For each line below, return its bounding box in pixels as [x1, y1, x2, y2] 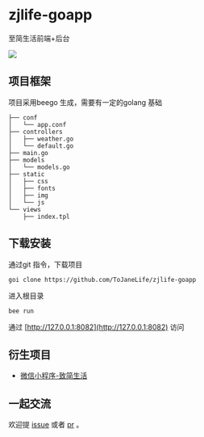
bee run [8, 307, 35, 315]
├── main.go [8, 149, 48, 157]
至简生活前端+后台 [8, 33, 70, 43]
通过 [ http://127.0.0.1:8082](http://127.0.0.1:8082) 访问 [8, 321, 185, 332]
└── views [8, 205, 42, 213]
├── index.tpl [23, 212, 70, 221]
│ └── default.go [8, 141, 74, 150]
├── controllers [8, 128, 63, 136]
